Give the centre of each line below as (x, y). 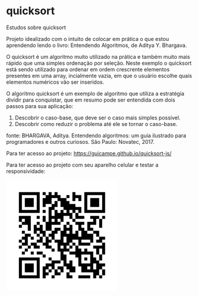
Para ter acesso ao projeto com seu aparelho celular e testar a (82, 165)
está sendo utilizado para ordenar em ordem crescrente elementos (88, 69)
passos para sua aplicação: (40, 106)
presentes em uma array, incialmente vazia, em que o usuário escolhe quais (99, 75)
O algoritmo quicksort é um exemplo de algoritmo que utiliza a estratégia (95, 93)
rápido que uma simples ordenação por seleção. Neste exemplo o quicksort (99, 63)
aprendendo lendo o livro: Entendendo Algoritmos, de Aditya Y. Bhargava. (97, 45)
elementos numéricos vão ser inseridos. (55, 82)
